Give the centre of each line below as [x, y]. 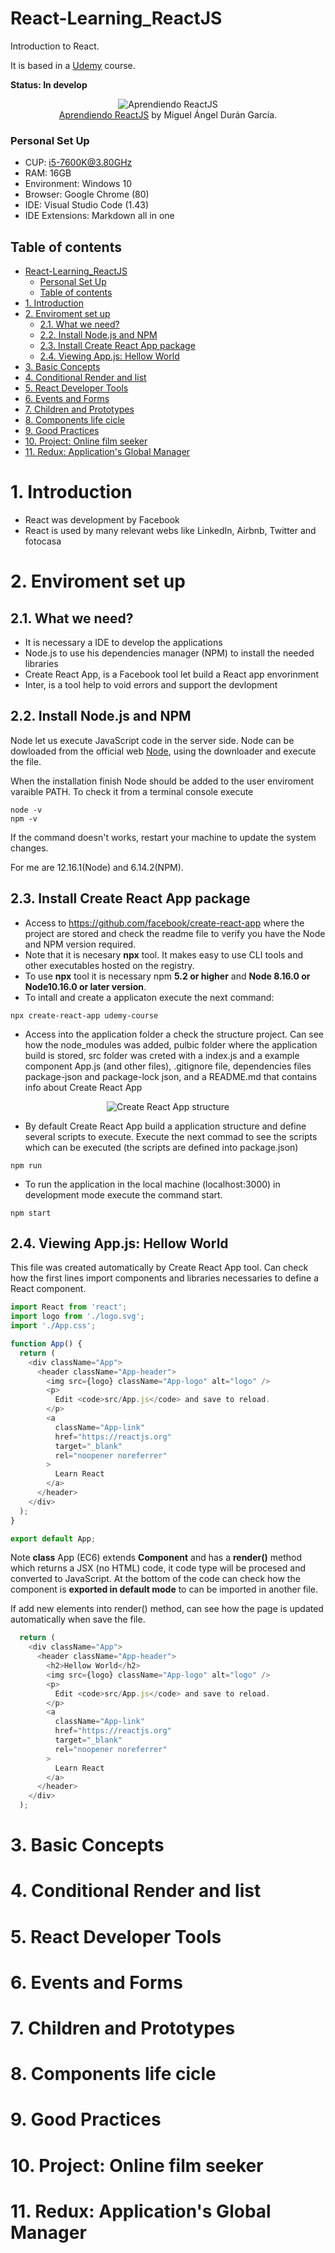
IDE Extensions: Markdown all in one [99, 216]
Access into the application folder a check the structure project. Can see [174, 1034]
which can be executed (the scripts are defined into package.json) [161, 1147]
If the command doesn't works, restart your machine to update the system [163, 837]
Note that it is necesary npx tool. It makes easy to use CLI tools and [164, 954]
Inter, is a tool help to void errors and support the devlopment [151, 684]
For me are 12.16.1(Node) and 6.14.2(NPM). [97, 867]
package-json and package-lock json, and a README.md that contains [171, 1076]
